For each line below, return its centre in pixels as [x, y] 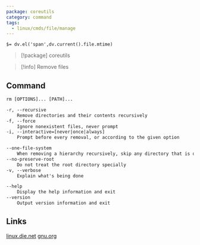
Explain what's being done [50, 176]
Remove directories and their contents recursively [82, 115]
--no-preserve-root [30, 159]
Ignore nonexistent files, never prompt [68, 126]
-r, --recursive [26, 110]
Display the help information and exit [66, 192]
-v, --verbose [24, 170]
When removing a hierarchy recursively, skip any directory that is [104, 154]
